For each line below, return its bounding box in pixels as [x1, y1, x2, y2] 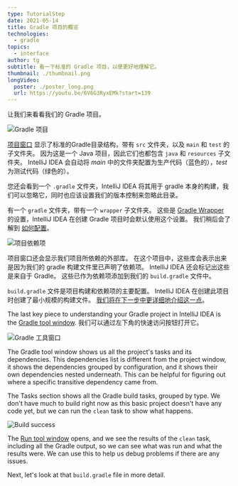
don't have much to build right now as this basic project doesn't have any [7, 399, 222, 408]
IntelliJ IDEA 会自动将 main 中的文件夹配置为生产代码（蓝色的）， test [27, 158, 227, 167]
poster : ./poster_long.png [13, 83, 94, 90]
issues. [7, 457, 28, 465]
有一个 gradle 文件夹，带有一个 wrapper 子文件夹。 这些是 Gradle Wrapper [7, 206, 225, 215]
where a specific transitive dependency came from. [7, 378, 158, 387]
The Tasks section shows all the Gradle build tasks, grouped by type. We [7, 391, 220, 400]
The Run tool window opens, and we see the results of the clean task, [7, 434, 212, 443]
